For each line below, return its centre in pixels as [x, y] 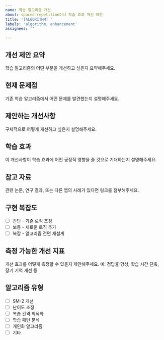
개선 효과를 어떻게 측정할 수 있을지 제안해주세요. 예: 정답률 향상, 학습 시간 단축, [82, 264]
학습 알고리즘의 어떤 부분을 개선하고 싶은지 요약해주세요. [60, 68]
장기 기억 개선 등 [21, 270]
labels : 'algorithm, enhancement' [42, 24]
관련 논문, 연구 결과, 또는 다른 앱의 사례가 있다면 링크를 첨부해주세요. [72, 190]
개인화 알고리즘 [27, 326]
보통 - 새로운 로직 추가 [34, 227]
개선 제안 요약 [25, 55]
